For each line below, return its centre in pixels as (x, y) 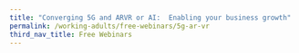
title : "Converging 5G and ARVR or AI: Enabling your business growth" (150, 18)
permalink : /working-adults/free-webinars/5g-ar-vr (109, 26)
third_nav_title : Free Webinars (71, 34)
